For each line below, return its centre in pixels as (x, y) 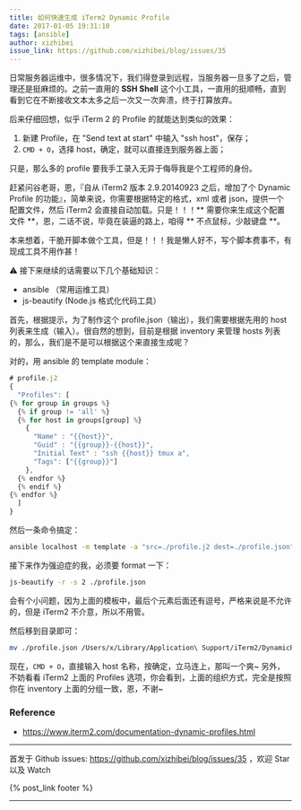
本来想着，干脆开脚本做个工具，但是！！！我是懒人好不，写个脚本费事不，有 (150, 240)
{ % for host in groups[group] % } (80, 420)
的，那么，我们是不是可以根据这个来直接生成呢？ (99, 343)
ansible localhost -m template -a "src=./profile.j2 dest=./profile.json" (152, 547)
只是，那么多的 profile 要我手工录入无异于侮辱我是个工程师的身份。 (133, 169)
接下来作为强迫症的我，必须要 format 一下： (90, 565)
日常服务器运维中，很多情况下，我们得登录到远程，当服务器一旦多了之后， (146, 78)
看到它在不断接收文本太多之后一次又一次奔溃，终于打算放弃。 (123, 100)
